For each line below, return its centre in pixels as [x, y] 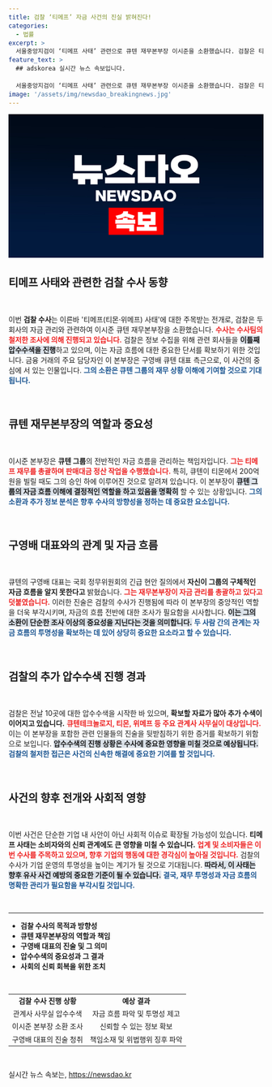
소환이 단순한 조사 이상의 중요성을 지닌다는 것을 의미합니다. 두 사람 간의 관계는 [130, 623]
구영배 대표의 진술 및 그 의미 [64, 947]
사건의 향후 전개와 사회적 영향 [77, 798]
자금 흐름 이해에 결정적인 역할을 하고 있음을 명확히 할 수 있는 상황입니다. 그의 [143, 491]
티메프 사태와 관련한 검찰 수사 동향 [88, 283]
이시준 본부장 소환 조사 [47, 1026]
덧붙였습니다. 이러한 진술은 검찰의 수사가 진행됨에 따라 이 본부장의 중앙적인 [126, 602]
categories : [28, 26]
